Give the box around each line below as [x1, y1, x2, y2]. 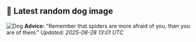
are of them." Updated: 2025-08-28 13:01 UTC [6, 29, 124, 36]
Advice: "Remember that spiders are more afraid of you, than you [24, 22, 190, 29]
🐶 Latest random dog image [6, 6, 113, 16]
